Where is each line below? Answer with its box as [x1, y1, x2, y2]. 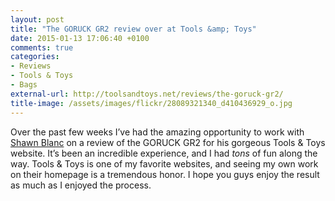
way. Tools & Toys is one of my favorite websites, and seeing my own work [10, 157, 319, 170]
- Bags [10, 80, 38, 90]
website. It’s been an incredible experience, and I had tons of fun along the [10, 147, 318, 159]
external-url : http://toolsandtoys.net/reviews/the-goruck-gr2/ [10, 89, 284, 99]
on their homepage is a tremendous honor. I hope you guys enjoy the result [10, 168, 320, 180]
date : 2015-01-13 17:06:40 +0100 [10, 33, 150, 43]
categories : [10, 52, 60, 62]
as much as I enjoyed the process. [10, 179, 152, 191]
